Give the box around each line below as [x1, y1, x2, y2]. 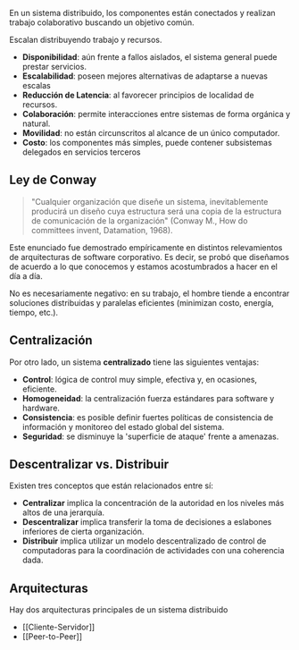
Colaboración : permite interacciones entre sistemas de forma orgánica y [21, 109, 291, 119]
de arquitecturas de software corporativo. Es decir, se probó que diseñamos [9, 251, 290, 262]
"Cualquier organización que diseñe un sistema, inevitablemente [30, 196, 269, 207]
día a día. [9, 270, 43, 281]
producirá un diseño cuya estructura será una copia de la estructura [30, 206, 282, 216]
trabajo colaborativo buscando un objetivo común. [9, 17, 195, 28]
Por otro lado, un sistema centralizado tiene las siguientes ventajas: [9, 357, 260, 367]
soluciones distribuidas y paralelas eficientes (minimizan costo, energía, [9, 297, 274, 308]
